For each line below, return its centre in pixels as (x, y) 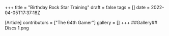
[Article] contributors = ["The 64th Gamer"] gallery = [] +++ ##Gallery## (81, 23)
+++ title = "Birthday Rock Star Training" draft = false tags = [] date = (77, 7)
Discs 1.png (17, 28)
